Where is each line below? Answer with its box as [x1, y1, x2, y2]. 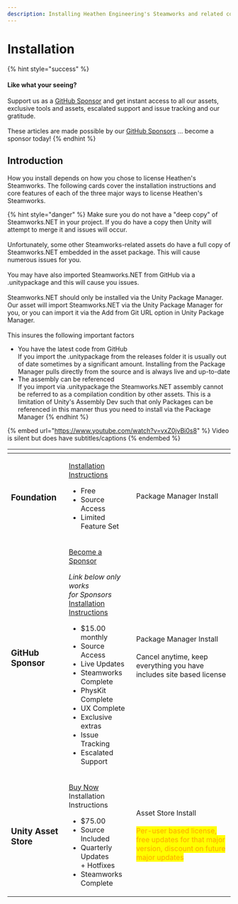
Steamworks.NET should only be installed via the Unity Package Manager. [7, 293, 224, 302]
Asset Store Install [135, 807, 197, 817]
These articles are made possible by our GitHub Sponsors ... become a [7, 126, 214, 135]
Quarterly [80, 842, 113, 852]
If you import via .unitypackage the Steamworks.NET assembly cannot [17, 382, 224, 391]
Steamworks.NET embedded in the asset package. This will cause [7, 248, 200, 256]
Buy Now [68, 782, 99, 792]
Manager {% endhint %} [17, 413, 89, 421]
